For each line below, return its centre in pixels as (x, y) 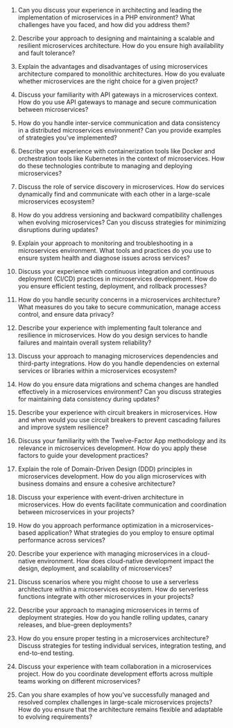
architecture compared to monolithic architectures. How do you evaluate (121, 74)
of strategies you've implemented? (67, 138)
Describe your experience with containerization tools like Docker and (116, 151)
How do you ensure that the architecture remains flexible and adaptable (120, 709)
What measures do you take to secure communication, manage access (119, 307)
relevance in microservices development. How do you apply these (112, 448)
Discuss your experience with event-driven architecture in (101, 497)
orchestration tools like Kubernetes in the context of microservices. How (121, 158)
